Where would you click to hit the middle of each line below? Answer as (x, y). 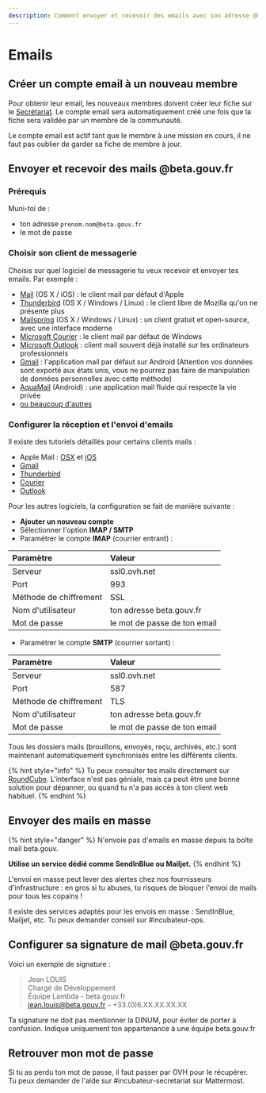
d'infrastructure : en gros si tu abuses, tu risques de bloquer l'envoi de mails (133, 887)
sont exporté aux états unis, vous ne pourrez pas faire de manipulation (135, 370)
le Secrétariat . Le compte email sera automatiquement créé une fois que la (130, 111)
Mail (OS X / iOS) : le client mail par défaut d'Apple (102, 294)
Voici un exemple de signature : (59, 964)
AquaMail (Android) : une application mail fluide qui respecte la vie (128, 387)
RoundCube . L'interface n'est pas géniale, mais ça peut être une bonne (124, 779)
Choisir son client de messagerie (72, 253)
